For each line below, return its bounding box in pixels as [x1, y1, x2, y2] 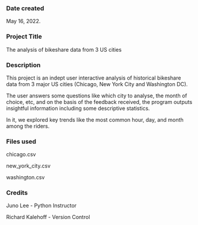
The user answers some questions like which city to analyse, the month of [6, 92, 187, 99]
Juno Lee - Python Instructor [6, 202, 77, 209]
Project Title [6, 33, 43, 41]
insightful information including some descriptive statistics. [6, 104, 150, 112]
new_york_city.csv [6, 162, 51, 170]
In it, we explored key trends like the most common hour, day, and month [6, 116, 184, 123]
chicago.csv [6, 151, 36, 158]
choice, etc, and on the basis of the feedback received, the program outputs [6, 98, 193, 105]
